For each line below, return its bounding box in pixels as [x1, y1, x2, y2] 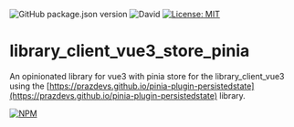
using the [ [9, 80, 50, 91]
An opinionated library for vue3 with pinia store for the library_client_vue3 [9, 70, 285, 81]
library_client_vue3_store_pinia [9, 41, 250, 61]
